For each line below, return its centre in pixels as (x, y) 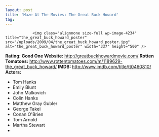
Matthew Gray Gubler (35, 104)
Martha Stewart (29, 125)
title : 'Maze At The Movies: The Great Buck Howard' (62, 15)
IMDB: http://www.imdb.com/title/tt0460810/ (105, 67)
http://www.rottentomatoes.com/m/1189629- (76, 61)
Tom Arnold (25, 120)
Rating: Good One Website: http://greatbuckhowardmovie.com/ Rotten (80, 56)
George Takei (27, 109)
